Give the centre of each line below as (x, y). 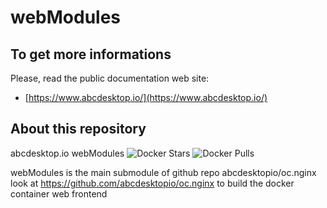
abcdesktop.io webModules (67, 153)
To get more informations (91, 54)
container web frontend (59, 193)
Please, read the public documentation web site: (110, 78)
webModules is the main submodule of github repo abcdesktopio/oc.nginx (163, 172)
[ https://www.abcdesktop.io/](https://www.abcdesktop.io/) (146, 97)
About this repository (78, 129)
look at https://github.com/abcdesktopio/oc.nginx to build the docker (152, 183)
